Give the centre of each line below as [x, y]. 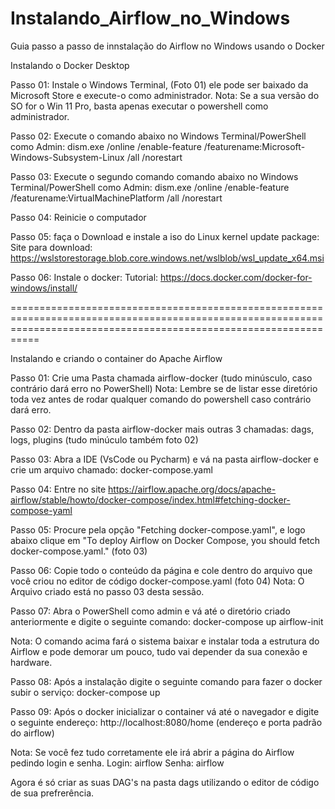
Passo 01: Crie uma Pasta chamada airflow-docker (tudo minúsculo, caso [161, 378]
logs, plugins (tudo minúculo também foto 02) [104, 439]
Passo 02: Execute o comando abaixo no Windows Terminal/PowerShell [158, 136]
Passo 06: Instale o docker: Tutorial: [84, 277]
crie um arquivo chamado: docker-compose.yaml [111, 469]
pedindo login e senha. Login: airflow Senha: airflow [117, 763]
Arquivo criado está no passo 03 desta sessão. [107, 591]
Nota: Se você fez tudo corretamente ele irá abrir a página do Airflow [152, 752]
